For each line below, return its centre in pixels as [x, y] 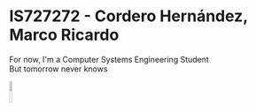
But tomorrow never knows [58, 69]
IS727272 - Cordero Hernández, [128, 16]
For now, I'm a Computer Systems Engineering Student [109, 59]
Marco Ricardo [64, 35]
